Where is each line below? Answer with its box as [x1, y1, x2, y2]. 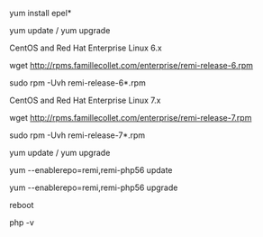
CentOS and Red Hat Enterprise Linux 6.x [9, 42, 162, 53]
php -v [9, 217, 34, 228]
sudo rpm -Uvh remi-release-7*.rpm [9, 130, 146, 141]
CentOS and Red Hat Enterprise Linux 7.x [9, 95, 161, 105]
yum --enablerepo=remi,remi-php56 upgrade [9, 182, 178, 193]
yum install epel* [9, 8, 72, 18]
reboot [9, 200, 34, 210]
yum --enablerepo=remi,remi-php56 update [9, 165, 173, 175]
